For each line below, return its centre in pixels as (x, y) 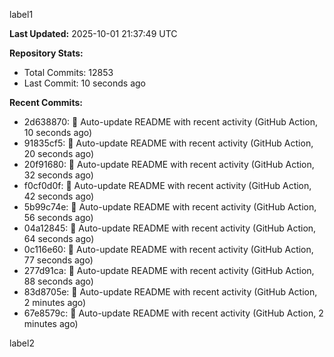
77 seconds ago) (58, 260)
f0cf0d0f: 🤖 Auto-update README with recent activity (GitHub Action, (167, 185)
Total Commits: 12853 (68, 72)
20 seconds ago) (59, 153)
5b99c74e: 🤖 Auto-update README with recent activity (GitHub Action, (170, 207)
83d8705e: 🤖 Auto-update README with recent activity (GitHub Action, (170, 292)
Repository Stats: (46, 53)
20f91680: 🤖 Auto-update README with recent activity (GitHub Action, (169, 164)
